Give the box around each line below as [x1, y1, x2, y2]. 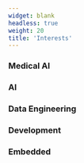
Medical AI [8, 61, 51, 72]
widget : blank [8, 11, 55, 20]
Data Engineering [8, 103, 77, 114]
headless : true [8, 19, 59, 27]
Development [8, 125, 62, 136]
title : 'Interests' [8, 34, 73, 42]
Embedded [8, 145, 52, 157]
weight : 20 [8, 26, 44, 34]
